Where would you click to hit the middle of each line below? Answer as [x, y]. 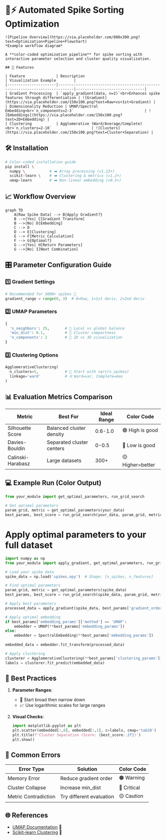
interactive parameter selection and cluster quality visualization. [78, 59]
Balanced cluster [66, 428]
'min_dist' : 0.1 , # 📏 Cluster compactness [63, 333]
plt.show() [23, 740]
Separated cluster [67, 442]
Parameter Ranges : [32, 690]
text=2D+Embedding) [25, 119]
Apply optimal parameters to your [76, 535]
